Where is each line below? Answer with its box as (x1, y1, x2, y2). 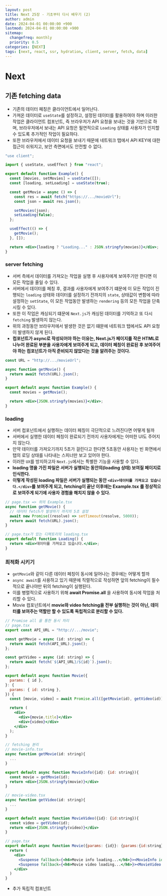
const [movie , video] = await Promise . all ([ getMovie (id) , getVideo (9, 696, 153, 702)
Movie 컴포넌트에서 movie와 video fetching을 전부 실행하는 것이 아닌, (12, 602, 150, 608)
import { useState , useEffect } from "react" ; (5, 162, 103, 167)
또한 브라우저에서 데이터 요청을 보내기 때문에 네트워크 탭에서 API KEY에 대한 (12, 137, 161, 143)
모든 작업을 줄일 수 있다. (12, 279, 59, 285)
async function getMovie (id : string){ (5, 752, 85, 757)
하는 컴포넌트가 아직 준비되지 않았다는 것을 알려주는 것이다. (17, 348, 131, 354)
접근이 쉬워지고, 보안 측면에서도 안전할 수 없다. (12, 143, 103, 149)
